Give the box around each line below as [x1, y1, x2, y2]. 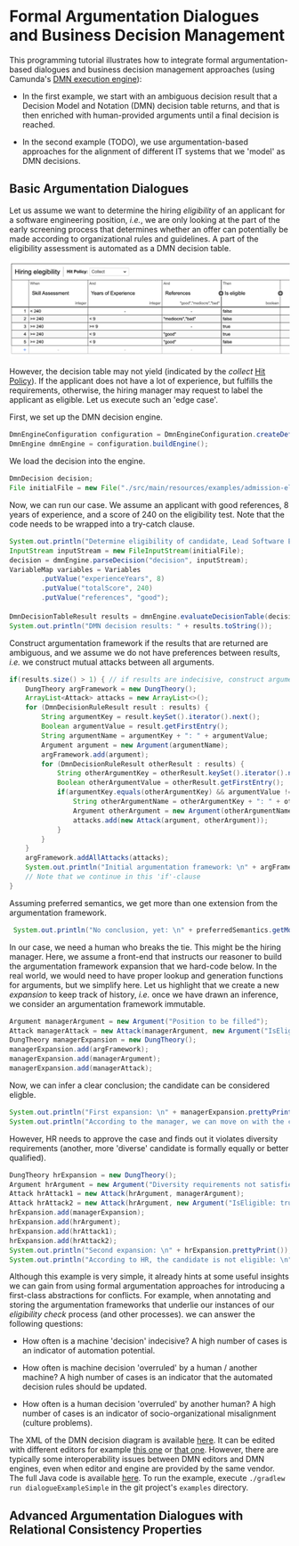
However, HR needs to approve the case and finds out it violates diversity [9, 1133, 279, 1144]
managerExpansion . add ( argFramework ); [9, 1045, 149, 1054]
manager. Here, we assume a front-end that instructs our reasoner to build [9, 951, 282, 961]
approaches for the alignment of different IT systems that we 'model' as [21, 145, 286, 157]
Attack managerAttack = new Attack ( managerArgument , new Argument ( [9, 1027, 265, 1035]
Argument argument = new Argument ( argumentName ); [41, 740, 229, 749]
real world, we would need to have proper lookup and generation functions [9, 969, 284, 981]
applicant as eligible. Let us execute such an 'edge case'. [9, 395, 218, 405]
